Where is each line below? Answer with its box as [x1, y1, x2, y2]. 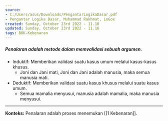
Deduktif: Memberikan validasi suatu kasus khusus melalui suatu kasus [12, 79, 159, 85]
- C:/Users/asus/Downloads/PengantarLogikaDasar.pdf [5, 12, 117, 17]
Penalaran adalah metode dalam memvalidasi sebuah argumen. [5, 46, 142, 52]
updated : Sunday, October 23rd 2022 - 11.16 [5, 26, 99, 31]
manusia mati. [19, 74, 49, 80]
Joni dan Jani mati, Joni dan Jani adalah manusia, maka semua [19, 69, 150, 75]
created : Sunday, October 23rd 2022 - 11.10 [5, 21, 99, 26]
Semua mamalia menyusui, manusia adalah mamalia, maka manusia [19, 90, 159, 96]
